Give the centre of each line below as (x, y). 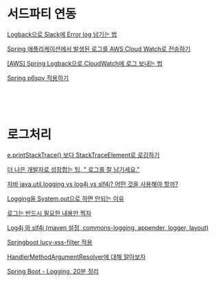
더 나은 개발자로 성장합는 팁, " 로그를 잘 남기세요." (74, 169)
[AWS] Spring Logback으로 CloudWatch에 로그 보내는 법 (85, 63)
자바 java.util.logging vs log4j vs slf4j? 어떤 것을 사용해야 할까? (93, 184)
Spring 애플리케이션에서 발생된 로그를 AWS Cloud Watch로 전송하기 (99, 49)
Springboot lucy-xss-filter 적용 (50, 242)
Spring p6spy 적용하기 (38, 78)
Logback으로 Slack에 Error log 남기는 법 (62, 34)
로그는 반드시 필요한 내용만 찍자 (49, 213)
